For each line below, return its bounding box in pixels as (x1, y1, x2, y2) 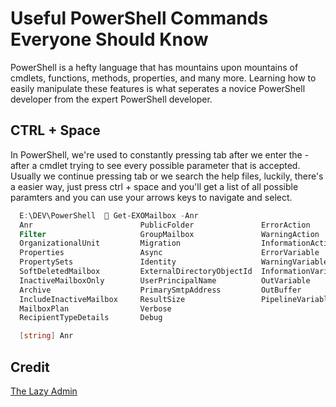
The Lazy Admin (10, 385, 78, 397)
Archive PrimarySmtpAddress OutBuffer (19, 285, 302, 295)
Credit (10, 358, 50, 376)
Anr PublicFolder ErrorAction (19, 220, 311, 230)
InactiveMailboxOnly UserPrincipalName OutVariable (19, 275, 311, 286)
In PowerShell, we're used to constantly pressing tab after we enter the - (10, 148, 310, 161)
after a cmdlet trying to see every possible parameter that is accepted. (10, 159, 301, 171)
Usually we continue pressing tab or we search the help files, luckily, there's (10, 170, 324, 182)
